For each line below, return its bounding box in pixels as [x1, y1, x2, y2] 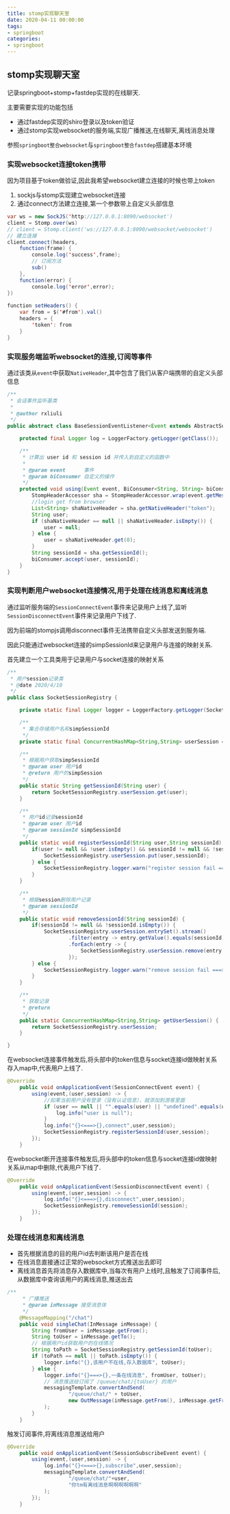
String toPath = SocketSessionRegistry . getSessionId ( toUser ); [31, 1346, 213, 1354]
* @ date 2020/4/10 [10, 681, 63, 689]
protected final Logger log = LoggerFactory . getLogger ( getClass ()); [19, 435, 219, 442]
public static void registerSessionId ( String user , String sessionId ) [19, 839, 222, 846]
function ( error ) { [19, 277, 72, 284]
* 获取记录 [22, 998, 49, 1005]
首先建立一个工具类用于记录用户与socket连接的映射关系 [7, 655, 164, 663]
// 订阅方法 [31, 258, 62, 265]
